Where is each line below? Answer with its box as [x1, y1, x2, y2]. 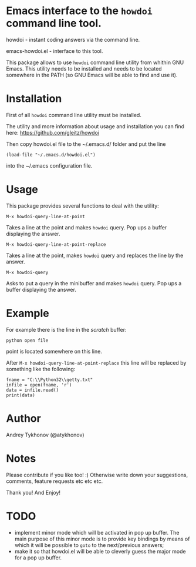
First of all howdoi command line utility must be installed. [6, 111, 142, 118]
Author [6, 412, 41, 425]
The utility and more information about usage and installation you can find [6, 122, 185, 130]
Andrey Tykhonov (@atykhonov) [6, 431, 85, 438]
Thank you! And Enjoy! [6, 489, 60, 496]
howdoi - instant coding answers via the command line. [6, 36, 140, 43]
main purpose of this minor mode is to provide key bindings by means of [14, 535, 190, 542]
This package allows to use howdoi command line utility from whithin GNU [6, 59, 184, 66]
